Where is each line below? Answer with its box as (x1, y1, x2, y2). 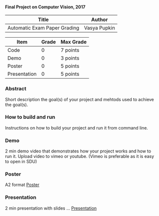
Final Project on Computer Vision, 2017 (5, 4, 86, 10)
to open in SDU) (5, 159, 38, 165)
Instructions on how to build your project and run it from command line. (5, 125, 148, 130)
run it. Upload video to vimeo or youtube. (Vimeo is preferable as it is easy (5, 153, 155, 159)
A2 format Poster (5, 182, 40, 188)
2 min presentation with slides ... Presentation (5, 205, 97, 211)
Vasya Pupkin (83, 24, 116, 31)
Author (91, 16, 108, 23)
